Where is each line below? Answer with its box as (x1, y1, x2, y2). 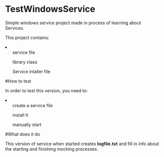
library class (12, 59, 38, 65)
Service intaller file (12, 68, 51, 75)
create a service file (12, 102, 53, 108)
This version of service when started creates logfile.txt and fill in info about (5, 141, 160, 147)
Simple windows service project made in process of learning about (5, 20, 141, 26)
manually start (12, 121, 41, 127)
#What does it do (5, 131, 41, 137)
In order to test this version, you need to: (5, 87, 88, 93)
